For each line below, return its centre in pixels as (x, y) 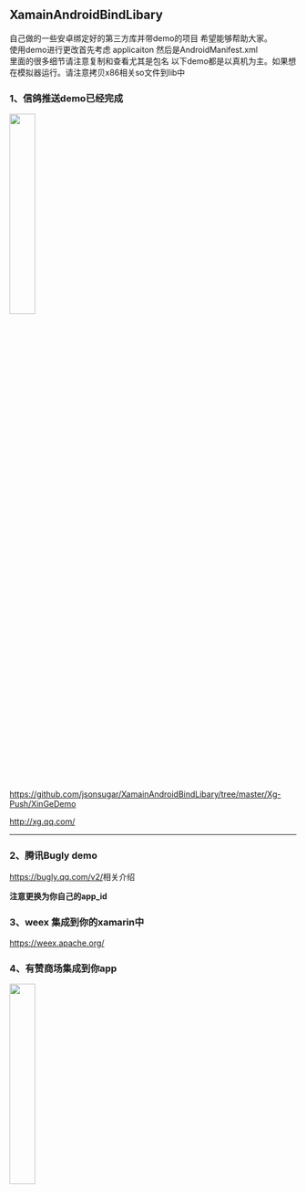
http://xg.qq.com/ (42, 821)
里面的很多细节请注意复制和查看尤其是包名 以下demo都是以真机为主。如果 (149, 61)
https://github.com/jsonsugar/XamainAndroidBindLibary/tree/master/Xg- (145, 794)
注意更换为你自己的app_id (58, 896)
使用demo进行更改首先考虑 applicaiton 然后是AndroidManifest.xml (133, 49)
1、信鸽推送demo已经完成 (66, 98)
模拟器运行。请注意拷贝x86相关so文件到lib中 (101, 72)
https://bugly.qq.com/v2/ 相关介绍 (72, 877)
